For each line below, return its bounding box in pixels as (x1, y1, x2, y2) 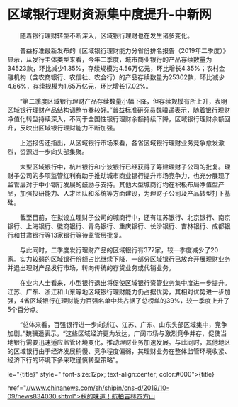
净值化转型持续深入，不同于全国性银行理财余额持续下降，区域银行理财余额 (7, 114, 225, 123)
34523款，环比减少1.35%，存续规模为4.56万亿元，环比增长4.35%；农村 (7, 64, 220, 72)
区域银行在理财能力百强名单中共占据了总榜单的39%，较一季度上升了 (30, 296, 230, 305)
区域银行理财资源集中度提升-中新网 (7, 6, 212, 23)
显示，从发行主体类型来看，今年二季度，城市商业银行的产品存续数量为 (7, 55, 212, 64)
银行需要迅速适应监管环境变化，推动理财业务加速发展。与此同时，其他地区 (13, 338, 231, 346)
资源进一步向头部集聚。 (19, 147, 89, 156)
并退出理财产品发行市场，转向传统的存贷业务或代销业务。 (7, 263, 175, 272)
